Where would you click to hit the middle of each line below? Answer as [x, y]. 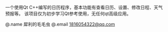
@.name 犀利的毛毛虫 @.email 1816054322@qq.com [60, 24]
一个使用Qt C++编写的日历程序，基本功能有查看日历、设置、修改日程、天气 [84, 7]
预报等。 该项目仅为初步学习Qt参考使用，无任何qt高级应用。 [68, 13]
